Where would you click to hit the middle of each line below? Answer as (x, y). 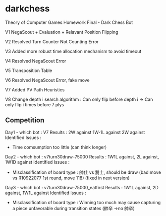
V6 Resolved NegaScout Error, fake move (48, 80)
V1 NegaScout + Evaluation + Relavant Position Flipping (62, 32)
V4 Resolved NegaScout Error (36, 61)
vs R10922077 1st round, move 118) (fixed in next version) (71, 178)
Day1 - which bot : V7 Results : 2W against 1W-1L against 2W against (75, 132)
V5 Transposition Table (29, 71)
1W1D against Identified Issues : (37, 162)
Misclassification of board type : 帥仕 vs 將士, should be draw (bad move (86, 172)
